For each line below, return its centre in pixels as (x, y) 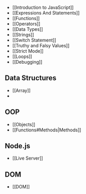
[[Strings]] (23, 35)
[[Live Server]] (27, 158)
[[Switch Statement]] (34, 40)
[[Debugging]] (27, 62)
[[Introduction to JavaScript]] (43, 7)
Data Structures (31, 78)
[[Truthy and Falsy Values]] (41, 45)
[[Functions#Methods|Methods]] (47, 130)
